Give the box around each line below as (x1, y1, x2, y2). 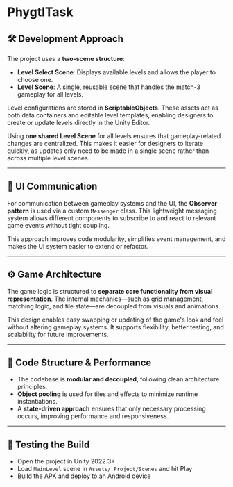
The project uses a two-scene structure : (7, 55, 125, 63)
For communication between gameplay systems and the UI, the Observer (7, 199, 217, 207)
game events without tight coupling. (7, 221, 110, 229)
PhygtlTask (7, 4, 74, 20)
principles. (17, 383, 48, 391)
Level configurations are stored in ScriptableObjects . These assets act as (7, 104, 218, 112)
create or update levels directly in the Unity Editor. (7, 119, 150, 126)
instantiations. (17, 397, 58, 406)
